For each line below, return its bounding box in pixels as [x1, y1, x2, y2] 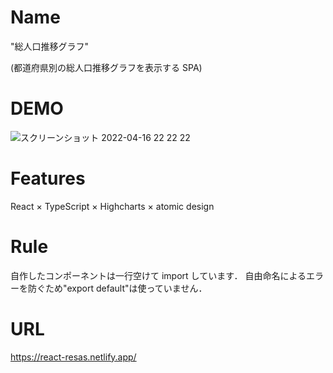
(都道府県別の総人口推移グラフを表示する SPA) [10, 61, 203, 73]
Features [10, 167, 86, 190]
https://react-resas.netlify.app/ [10, 351, 137, 363]
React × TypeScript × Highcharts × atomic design [10, 200, 215, 212]
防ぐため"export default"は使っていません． [27, 282, 208, 294]
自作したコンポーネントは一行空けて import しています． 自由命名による [10, 269, 307, 281]
